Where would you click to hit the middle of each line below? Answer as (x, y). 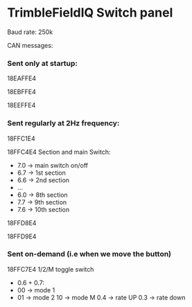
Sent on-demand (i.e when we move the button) (89, 254)
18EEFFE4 (21, 105)
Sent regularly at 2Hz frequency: (63, 123)
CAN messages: (30, 45)
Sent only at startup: (43, 63)
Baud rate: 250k (30, 32)
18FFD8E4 (22, 222)
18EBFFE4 (21, 92)
